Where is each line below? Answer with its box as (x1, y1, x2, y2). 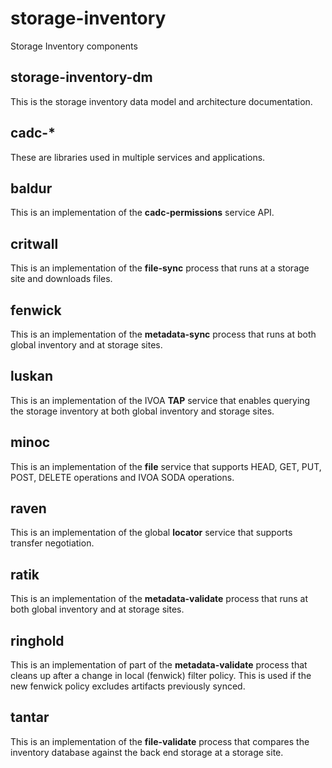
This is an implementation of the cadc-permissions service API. (10, 207, 275, 219)
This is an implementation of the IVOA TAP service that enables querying (10, 394, 311, 406)
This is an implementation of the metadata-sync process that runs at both (10, 328, 317, 340)
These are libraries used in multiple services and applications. (10, 151, 266, 163)
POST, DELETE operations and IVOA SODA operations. (10, 471, 235, 483)
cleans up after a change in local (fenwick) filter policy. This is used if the (10, 670, 312, 682)
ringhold (10, 632, 65, 649)
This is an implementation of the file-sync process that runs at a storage (10, 262, 310, 274)
